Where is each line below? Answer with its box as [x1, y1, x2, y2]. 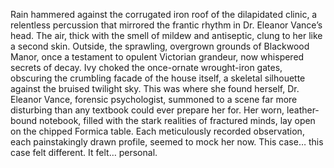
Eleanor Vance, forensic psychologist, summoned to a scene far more [10, 94, 298, 105]
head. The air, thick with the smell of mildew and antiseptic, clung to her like [10, 30, 323, 41]
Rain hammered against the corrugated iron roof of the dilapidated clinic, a [10, 9, 318, 20]
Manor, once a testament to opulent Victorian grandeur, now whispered [10, 51, 305, 63]
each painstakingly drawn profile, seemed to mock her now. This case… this [10, 136, 324, 148]
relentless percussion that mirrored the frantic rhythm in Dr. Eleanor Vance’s [10, 19, 323, 31]
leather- [286, 104, 320, 116]
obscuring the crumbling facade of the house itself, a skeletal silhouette [10, 72, 306, 84]
